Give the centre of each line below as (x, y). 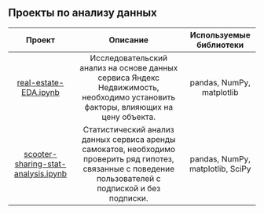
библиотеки (220, 45)
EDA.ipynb (40, 92)
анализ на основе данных (129, 67)
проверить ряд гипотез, (128, 158)
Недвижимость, (128, 87)
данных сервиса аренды (128, 139)
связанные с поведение (129, 169)
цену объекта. (128, 117)
